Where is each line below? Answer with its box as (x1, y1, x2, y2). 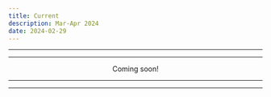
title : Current (8, 11, 60, 20)
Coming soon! (112, 64, 159, 74)
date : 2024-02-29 (8, 27, 67, 35)
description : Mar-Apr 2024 (8, 19, 99, 27)
